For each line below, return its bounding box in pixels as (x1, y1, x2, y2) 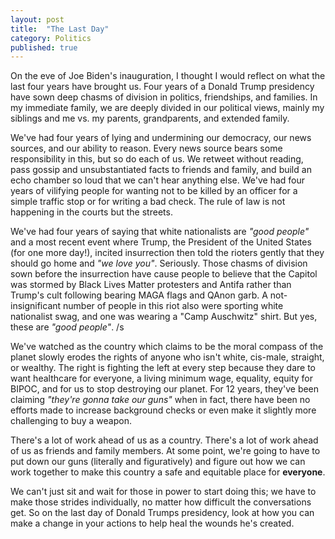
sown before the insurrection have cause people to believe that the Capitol (10, 268, 318, 280)
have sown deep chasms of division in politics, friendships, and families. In (10, 91, 318, 103)
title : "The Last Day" (10, 24, 110, 34)
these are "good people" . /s (10, 321, 125, 333)
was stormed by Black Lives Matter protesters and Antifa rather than (10, 279, 292, 291)
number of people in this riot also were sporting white (63, 300, 284, 312)
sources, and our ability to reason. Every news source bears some (10, 142, 283, 155)
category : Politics (10, 33, 92, 43)
